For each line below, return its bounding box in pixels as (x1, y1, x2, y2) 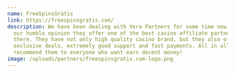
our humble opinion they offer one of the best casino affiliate (13, 29, 208, 37)
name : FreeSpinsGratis (7, 10, 73, 17)
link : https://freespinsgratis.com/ (7, 17, 114, 24)
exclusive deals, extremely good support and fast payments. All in (13, 42, 218, 49)
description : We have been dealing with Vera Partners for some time (7, 23, 215, 30)
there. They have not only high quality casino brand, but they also (13, 36, 220, 43)
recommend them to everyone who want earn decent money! (13, 49, 183, 56)
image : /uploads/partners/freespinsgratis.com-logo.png (7, 56, 173, 63)
